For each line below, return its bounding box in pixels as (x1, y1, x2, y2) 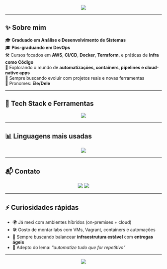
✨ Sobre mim (5, 23, 46, 32)
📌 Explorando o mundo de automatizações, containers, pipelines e (5, 64, 144, 70)
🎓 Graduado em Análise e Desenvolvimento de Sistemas (5, 37, 126, 43)
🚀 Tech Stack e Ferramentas (5, 100, 94, 108)
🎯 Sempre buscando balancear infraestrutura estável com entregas (12, 234, 153, 240)
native (5, 70, 19, 76)
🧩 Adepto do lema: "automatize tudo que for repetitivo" (12, 245, 126, 251)
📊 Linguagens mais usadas (5, 132, 92, 140)
